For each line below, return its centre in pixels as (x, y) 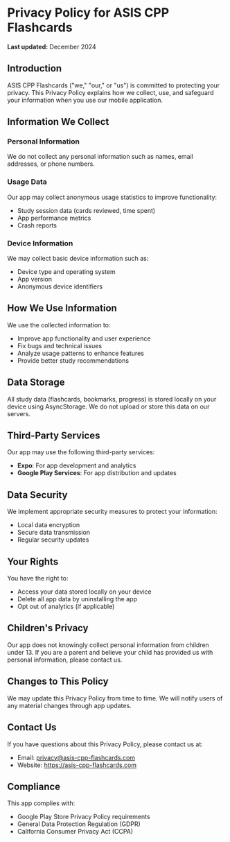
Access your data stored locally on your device (85, 592)
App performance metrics (54, 218)
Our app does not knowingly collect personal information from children (108, 645)
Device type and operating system (66, 272)
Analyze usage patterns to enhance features (80, 353)
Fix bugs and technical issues (60, 345)
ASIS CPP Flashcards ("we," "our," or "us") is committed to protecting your (114, 85)
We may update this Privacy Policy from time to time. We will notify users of (115, 698)
